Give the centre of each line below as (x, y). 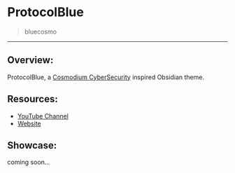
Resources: (33, 99)
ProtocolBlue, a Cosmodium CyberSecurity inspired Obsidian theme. (106, 77)
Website (29, 123)
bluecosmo (41, 32)
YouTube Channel (43, 116)
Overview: (30, 60)
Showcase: (32, 145)
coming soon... (29, 162)
